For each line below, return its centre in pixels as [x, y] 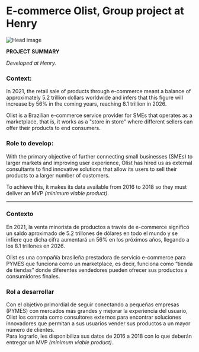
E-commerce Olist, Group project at [95, 11]
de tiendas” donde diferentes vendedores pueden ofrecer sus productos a [97, 270]
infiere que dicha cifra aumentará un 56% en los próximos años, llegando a [98, 239]
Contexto [20, 214]
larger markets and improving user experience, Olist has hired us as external [99, 163]
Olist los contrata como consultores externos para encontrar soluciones [94, 317]
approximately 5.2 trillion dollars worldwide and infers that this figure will [95, 98]
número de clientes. [31, 330]
